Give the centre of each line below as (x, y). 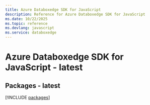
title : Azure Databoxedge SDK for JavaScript (53, 10)
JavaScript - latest (44, 68)
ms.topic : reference (27, 23)
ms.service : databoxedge (31, 33)
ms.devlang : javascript (30, 28)
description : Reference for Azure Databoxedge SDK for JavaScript (75, 14)
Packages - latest (33, 86)
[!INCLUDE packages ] (28, 97)
